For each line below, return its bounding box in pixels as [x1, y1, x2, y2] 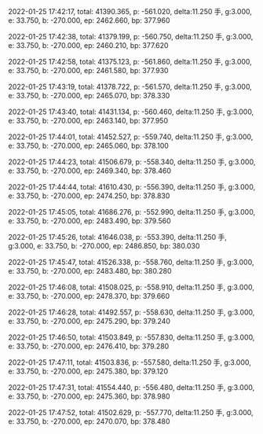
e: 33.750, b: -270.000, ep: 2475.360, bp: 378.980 [8, 392, 170, 401]
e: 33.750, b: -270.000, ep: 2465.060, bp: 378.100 [8, 141, 169, 150]
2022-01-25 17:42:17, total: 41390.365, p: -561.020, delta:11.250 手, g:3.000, [8, 7, 253, 16]
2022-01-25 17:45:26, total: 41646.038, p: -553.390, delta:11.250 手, [8, 233, 228, 241]
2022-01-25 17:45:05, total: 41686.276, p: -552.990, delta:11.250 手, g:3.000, [8, 208, 256, 216]
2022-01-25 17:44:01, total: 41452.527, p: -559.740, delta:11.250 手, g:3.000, [8, 132, 254, 142]
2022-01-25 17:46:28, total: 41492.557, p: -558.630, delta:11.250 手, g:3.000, [8, 307, 255, 317]
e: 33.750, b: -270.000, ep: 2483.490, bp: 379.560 [8, 216, 171, 226]
